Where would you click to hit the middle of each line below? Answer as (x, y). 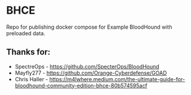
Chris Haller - (31, 79)
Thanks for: (28, 52)
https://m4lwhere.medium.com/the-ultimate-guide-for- (117, 79)
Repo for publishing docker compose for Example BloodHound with (89, 27)
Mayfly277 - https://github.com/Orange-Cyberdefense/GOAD (91, 73)
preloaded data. (26, 33)
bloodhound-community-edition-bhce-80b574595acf (81, 85)
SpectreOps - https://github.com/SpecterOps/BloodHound (87, 66)
